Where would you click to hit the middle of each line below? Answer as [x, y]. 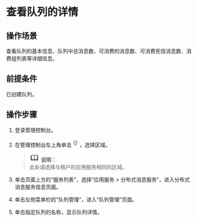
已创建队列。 [21, 94]
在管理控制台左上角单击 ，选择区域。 [62, 145]
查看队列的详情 [42, 12]
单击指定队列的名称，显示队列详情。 [59, 212]
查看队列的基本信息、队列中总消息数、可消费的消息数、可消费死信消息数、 [96, 51]
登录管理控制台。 [35, 130]
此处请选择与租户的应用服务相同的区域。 [78, 167]
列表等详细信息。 [37, 58]
